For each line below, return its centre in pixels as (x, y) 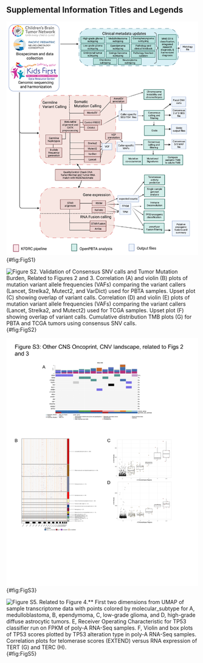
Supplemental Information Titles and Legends (95, 10)
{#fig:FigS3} (22, 590)
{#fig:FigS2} (22, 329)
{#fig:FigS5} (22, 654)
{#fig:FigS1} (21, 259)
